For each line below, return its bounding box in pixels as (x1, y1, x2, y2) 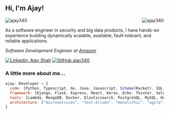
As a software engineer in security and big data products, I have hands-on (5, 27, 159, 33)
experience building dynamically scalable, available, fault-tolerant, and (5, 32, 152, 38)
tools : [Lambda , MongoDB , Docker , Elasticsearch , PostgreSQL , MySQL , (10, 95, 158, 100)
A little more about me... (5, 70, 65, 77)
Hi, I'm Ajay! (5, 4, 44, 13)
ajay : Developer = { (5, 81, 49, 86)
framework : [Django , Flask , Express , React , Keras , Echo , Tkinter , (10, 90, 154, 95)
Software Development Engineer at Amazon (5, 47, 97, 53)
